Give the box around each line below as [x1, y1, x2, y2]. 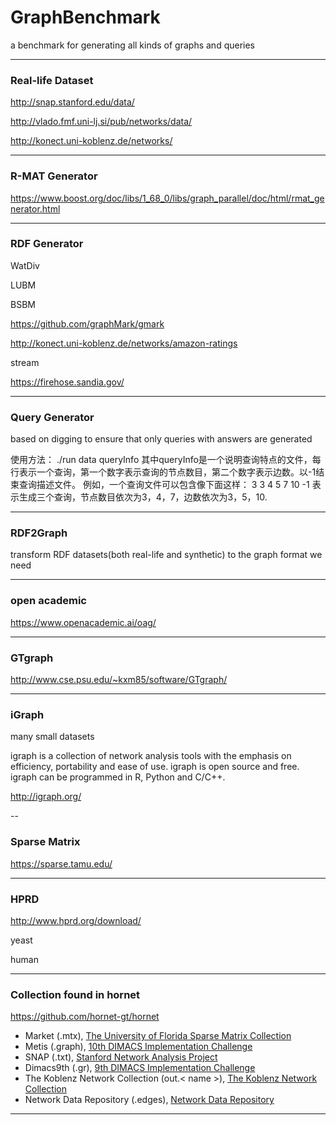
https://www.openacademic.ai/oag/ [10, 616, 157, 628]
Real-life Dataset [10, 73, 94, 87]
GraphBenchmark [10, 6, 161, 29]
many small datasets [10, 731, 95, 743]
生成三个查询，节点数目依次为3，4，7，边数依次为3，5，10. [18, 491, 268, 503]
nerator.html [10, 202, 61, 215]
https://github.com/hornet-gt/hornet [10, 1011, 160, 1023]
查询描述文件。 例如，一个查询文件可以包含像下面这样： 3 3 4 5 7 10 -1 [18, 479, 310, 491]
